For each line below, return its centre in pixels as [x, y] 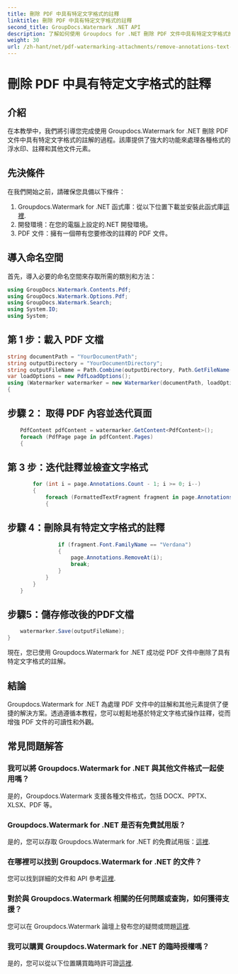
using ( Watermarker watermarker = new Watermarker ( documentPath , [106, 383]
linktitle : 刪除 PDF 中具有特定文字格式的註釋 [70, 21]
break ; [80, 565]
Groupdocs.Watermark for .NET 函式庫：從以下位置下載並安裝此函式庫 [120, 206]
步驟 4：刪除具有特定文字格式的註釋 [86, 528]
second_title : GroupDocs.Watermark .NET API [74, 27]
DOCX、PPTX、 [187, 796]
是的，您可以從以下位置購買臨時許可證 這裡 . [70, 963]
